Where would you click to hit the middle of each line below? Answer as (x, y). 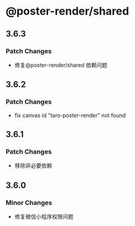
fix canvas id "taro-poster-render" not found (70, 115)
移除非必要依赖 (33, 166)
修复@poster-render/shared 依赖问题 (61, 65)
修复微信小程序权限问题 (44, 216)
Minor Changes (29, 202)
